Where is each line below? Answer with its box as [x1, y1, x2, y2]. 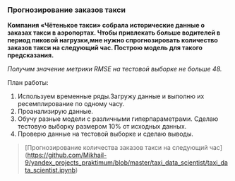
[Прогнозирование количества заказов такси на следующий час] [24, 144, 223, 152]
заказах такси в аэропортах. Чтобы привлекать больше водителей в [7, 28, 221, 37]
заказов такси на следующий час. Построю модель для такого [7, 44, 203, 52]
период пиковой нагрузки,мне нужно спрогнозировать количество [7, 36, 219, 45]
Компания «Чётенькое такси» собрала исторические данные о [7, 21, 205, 30]
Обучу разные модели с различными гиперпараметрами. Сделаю [17, 115, 219, 123]
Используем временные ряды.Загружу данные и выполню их [17, 92, 205, 100]
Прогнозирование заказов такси [7, 5, 126, 15]
